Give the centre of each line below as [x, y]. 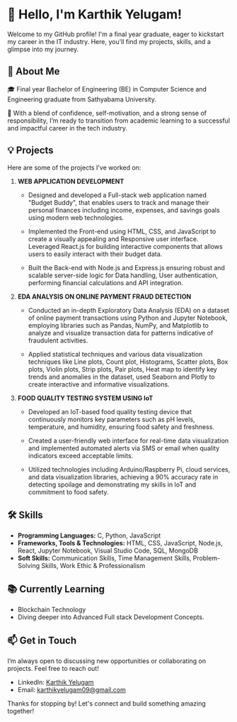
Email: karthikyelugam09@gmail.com [71, 690]
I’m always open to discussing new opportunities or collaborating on [107, 661]
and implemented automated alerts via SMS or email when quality [124, 448]
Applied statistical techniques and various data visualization [115, 354]
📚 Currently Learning [56, 589]
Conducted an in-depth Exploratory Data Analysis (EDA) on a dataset [129, 310]
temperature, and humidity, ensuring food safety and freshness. [121, 427]
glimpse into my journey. [43, 49]
